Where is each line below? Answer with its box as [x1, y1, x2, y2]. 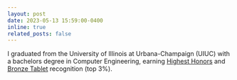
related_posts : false [7, 30, 72, 38]
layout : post [7, 10, 46, 18]
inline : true [7, 23, 46, 30]
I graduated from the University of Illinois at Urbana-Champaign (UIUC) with [7, 50, 230, 58]
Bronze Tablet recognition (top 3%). [7, 64, 112, 73]
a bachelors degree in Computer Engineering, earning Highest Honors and [7, 57, 226, 66]
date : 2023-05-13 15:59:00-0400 [7, 17, 103, 24]
